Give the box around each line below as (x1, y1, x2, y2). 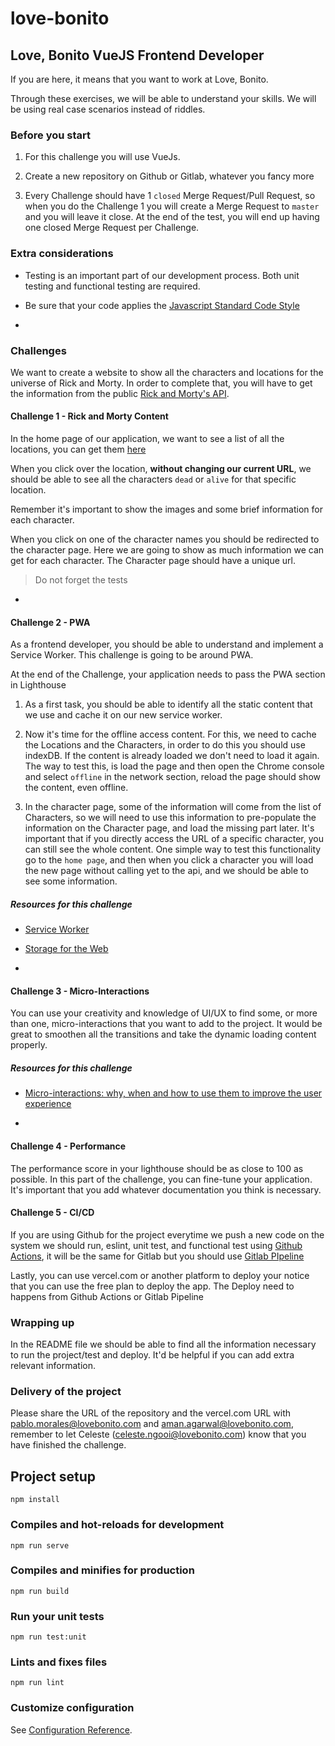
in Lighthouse (10, 679, 67, 691)
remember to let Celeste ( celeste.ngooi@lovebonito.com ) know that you (10, 1428, 307, 1441)
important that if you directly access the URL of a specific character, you (24, 833, 324, 845)
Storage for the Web (24, 943, 109, 955)
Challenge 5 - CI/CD (10, 1207, 95, 1219)
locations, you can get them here (10, 443, 147, 456)
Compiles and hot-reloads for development (10, 1518, 225, 1532)
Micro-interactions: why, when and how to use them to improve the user (24, 1087, 323, 1099)
